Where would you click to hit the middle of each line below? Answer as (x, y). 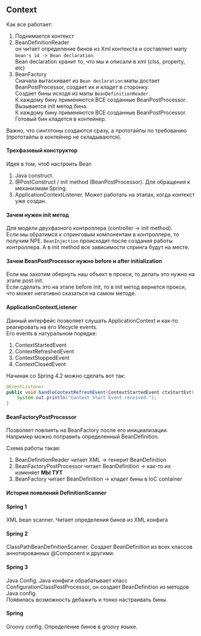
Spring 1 (16, 506)
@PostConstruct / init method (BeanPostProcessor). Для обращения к (103, 182)
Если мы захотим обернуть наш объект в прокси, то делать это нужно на (100, 274)
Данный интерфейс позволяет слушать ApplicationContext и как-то (92, 320)
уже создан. (31, 201)
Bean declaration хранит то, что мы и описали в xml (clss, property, (100, 61)
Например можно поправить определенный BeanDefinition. (83, 437)
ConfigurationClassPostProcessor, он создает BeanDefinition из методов (97, 587)
